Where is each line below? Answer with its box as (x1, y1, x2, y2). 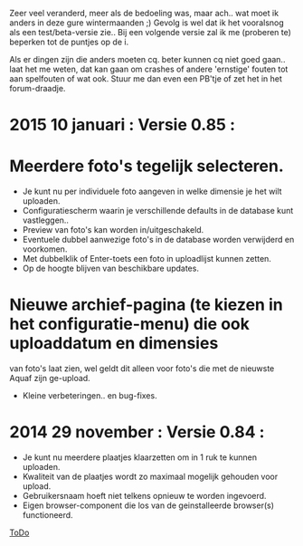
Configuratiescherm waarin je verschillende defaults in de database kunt (22, 206, 294, 216)
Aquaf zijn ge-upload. (9, 373, 90, 384)
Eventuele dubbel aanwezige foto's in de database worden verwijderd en (22, 235, 295, 245)
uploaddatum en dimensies (9, 333, 219, 354)
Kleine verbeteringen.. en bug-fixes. (22, 390, 157, 401)
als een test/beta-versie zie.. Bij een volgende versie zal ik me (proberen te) (9, 27, 292, 37)
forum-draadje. (9, 83, 66, 93)
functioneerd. (22, 510, 74, 520)
